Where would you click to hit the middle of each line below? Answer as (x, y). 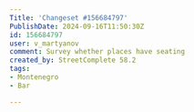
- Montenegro (34, 77)
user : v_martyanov (44, 43)
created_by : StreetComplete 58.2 (73, 60)
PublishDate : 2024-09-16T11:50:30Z (77, 26)
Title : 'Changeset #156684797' (69, 18)
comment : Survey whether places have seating (97, 52)
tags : (20, 69)
